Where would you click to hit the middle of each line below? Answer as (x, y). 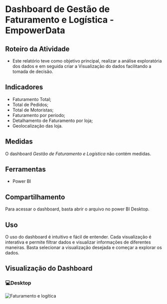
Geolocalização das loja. (38, 125)
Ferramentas (25, 169)
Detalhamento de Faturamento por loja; (53, 120)
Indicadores (24, 87)
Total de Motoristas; (33, 110)
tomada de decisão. (33, 71)
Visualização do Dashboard (49, 268)
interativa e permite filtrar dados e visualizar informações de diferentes (78, 242)
